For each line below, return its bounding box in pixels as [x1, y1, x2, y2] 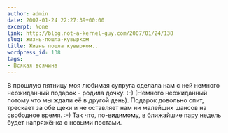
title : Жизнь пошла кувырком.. [7, 42, 99, 49]
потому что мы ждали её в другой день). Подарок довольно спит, [7, 95, 204, 104]
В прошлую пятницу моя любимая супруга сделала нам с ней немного [7, 81, 220, 89]
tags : [7, 56, 23, 63]
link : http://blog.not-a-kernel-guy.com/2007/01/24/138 [7, 29, 173, 37]
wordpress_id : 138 [7, 49, 61, 56]
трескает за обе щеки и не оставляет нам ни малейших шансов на [7, 103, 207, 111]
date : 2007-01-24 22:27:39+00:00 [7, 17, 105, 24]
